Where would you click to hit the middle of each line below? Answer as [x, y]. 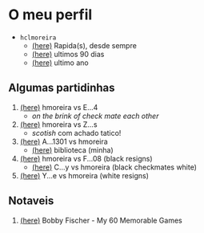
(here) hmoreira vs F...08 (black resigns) [86, 158]
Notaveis [31, 201]
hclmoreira [38, 38]
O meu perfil [50, 15]
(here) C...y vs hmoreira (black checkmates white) [114, 167]
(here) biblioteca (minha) [72, 149]
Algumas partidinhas [62, 88]
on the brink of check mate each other [95, 116]
